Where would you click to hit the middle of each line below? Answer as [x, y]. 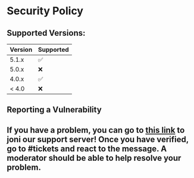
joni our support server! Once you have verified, [98, 139]
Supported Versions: [46, 33]
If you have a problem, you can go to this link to [96, 130]
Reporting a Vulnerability [54, 110]
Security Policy [45, 11]
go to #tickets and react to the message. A [87, 149]
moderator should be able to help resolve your [94, 158]
